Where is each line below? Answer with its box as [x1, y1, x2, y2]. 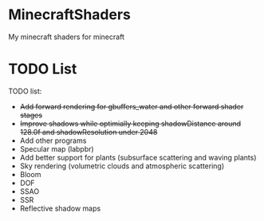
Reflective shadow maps [19, 203, 101, 213]
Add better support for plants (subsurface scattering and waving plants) [19, 152, 257, 162]
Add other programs [19, 136, 87, 145]
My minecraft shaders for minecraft [8, 32, 125, 41]
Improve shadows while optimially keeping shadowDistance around [19, 118, 242, 128]
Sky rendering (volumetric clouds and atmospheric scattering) [19, 161, 225, 171]
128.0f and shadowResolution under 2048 [19, 127, 158, 136]
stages [19, 110, 42, 120]
